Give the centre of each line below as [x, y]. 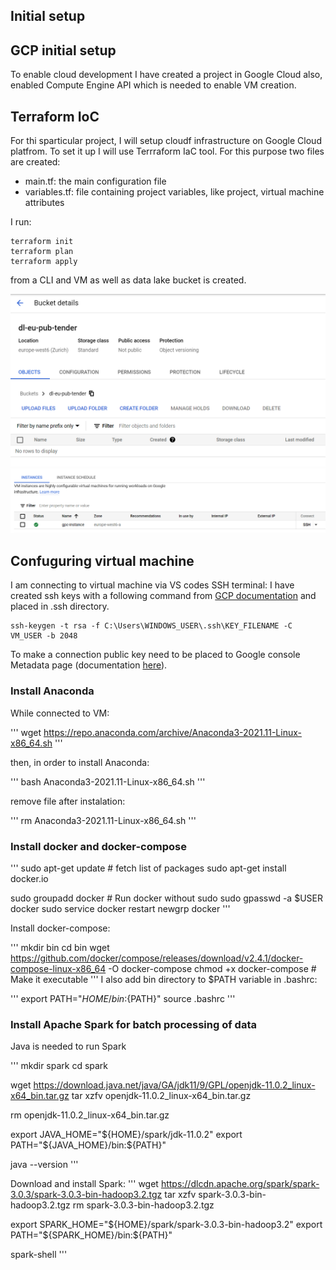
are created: [35, 162]
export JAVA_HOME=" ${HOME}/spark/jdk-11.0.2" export [126, 1135]
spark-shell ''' [39, 1255]
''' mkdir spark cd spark [59, 1066]
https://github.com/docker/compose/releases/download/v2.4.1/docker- [157, 958]
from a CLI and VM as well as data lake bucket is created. [128, 280]
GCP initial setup [63, 50]
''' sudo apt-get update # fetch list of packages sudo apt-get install [148, 868]
